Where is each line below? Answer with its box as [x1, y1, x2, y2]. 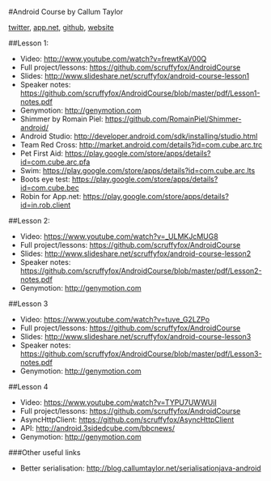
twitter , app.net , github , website [8, 23, 115, 32]
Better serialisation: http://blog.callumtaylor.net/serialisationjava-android [19, 463, 261, 473]
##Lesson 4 [8, 382, 49, 391]
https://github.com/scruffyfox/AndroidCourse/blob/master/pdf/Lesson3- [19, 349, 262, 359]
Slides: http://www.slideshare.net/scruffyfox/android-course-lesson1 [19, 71, 249, 80]
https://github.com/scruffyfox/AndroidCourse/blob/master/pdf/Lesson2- [19, 266, 262, 275]
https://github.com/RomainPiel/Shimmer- [104, 114, 242, 124]
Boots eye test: [19, 174, 70, 184]
